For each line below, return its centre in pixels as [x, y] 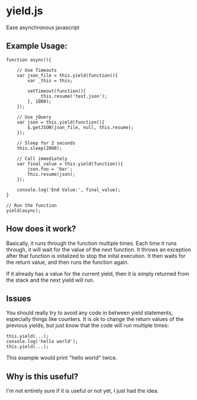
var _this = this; [50, 81]
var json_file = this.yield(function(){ [67, 75]
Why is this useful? [42, 377]
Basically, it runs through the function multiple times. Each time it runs [91, 243]
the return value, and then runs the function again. [68, 262]
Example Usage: [37, 46]
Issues [19, 298]
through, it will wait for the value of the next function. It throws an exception [99, 249]
